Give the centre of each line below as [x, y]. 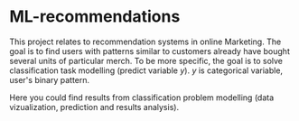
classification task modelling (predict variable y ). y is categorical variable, [146, 70]
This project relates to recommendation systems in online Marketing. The [145, 42]
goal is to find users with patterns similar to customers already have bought [150, 51]
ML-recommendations [95, 17]
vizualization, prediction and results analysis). [94, 107]
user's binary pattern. [50, 79]
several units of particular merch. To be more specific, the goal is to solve [146, 60]
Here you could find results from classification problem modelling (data [142, 98]
